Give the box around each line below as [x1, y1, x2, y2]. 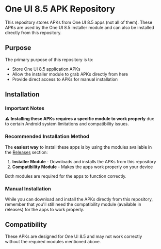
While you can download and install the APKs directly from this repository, [5, 196, 153, 202]
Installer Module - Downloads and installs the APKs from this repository [12, 158, 156, 164]
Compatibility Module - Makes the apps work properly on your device [12, 164, 153, 170]
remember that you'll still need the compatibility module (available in [5, 202, 142, 207]
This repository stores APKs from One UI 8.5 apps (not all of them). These [5, 19, 153, 25]
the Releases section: [5, 149, 48, 155]
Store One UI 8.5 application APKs [12, 66, 81, 72]
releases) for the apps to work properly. [5, 207, 84, 213]
